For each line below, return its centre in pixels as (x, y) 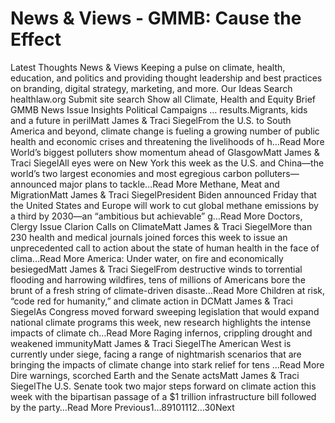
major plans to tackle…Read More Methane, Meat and (169, 184)
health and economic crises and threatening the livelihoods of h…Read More (167, 141)
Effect (36, 39)
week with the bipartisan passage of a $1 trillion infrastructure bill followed (163, 396)
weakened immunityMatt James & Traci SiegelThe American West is (151, 343)
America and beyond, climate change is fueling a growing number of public (165, 131)
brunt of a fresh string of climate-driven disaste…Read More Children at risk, (168, 290)
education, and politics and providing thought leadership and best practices (166, 78)
